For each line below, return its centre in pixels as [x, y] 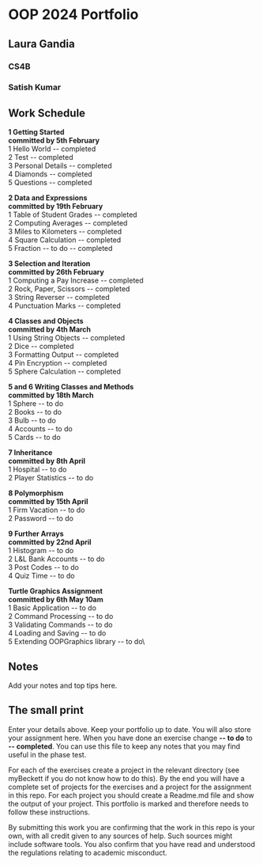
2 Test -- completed [41, 157]
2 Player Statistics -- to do [51, 478]
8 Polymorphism [36, 493]
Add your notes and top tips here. [63, 685]
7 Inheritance [30, 453]
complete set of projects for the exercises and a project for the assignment [130, 787]
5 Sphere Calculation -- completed [64, 372]
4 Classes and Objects [46, 321]
